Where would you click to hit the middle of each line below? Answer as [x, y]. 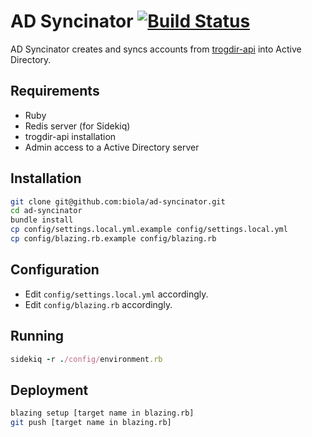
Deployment [49, 390]
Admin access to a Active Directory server [112, 147]
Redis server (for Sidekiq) [77, 126]
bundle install [42, 220]
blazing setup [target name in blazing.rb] [102, 413]
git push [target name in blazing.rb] [91, 423]
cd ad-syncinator [46, 211]
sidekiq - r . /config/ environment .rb [86, 359]
